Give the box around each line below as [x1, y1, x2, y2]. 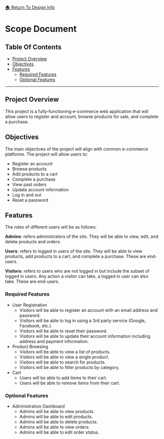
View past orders [12, 181, 47, 187]
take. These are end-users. [5, 278, 60, 284]
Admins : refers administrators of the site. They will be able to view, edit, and [5, 233, 159, 239]
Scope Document [5, 23, 77, 35]
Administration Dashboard [12, 403, 65, 409]
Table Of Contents [5, 43, 62, 51]
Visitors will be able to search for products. [19, 359, 106, 365]
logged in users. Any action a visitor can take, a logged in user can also [5, 274, 149, 279]
